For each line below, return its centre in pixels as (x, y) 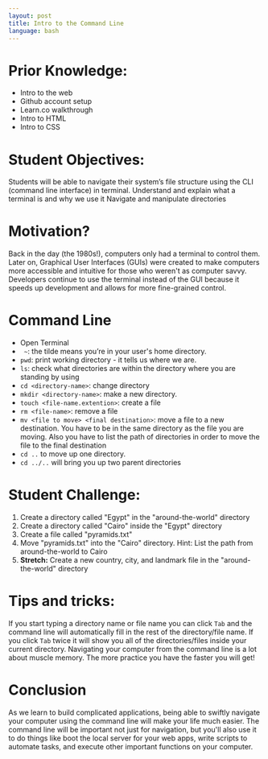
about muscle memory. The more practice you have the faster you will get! (132, 658)
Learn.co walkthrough (56, 110)
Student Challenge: (74, 495)
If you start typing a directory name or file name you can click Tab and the (130, 623)
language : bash (34, 31)
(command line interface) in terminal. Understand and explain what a (122, 191)
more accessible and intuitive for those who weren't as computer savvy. (128, 271)
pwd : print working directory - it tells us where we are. (108, 360)
